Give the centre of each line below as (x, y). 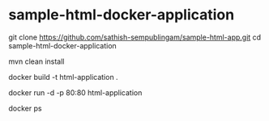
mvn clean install (36, 61)
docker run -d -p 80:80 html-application (75, 92)
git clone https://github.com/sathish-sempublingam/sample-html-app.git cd (135, 37)
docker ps (25, 108)
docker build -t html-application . (64, 77)
